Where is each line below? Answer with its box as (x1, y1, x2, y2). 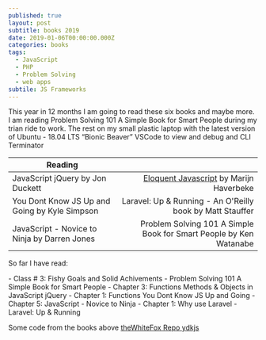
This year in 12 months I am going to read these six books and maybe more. (8, 107, 255, 117)
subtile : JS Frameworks (8, 85, 87, 94)
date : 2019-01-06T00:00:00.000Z (8, 33, 115, 42)
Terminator (8, 140, 44, 151)
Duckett (12, 183, 42, 194)
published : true (8, 11, 62, 20)
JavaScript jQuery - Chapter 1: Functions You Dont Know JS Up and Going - (8, 291, 256, 300)
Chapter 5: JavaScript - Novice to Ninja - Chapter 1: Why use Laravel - (8, 299, 237, 309)
